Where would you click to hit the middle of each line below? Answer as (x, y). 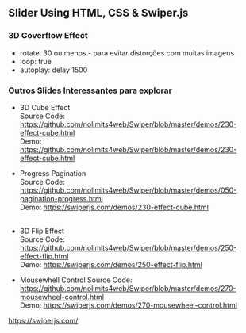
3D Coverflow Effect (48, 36)
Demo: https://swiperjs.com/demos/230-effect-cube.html (114, 207)
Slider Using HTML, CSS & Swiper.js (98, 13)
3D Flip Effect (42, 231)
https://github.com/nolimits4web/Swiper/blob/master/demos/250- (128, 247)
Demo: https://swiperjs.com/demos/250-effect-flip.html (111, 264)
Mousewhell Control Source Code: (76, 280)
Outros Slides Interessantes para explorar (90, 90)
